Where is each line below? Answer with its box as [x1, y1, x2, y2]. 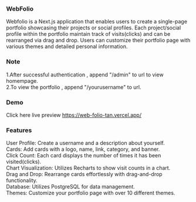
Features [6, 126, 32, 134]
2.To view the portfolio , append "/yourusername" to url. [6, 83, 141, 90]
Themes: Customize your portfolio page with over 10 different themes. [6, 190, 175, 197]
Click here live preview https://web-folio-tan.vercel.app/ [6, 111, 142, 119]
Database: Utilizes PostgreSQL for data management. [6, 183, 135, 190]
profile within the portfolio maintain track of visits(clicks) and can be [6, 31, 171, 38]
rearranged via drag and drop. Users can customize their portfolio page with [6, 37, 191, 44]
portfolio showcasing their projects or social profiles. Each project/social [6, 24, 181, 31]
